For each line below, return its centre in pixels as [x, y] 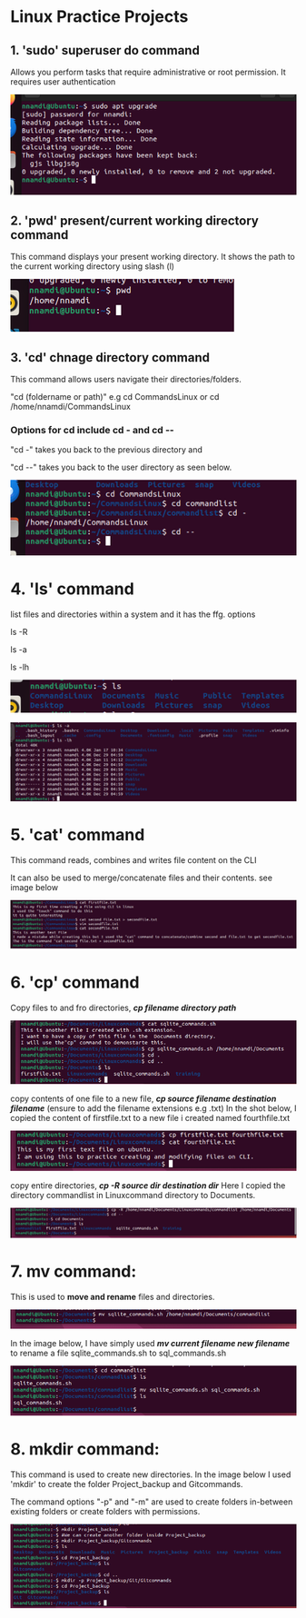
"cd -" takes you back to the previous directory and [106, 450]
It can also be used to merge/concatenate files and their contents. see [142, 878]
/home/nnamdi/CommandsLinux [70, 406]
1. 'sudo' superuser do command [105, 50]
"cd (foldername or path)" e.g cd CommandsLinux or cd [115, 396]
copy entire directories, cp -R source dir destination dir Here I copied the [148, 1186]
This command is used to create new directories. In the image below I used [151, 1474]
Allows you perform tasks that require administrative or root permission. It [148, 72]
